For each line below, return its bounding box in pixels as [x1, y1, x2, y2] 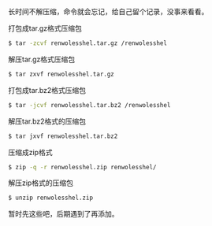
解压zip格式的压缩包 [8, 178, 73, 187]
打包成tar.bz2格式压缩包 [8, 85, 87, 94]
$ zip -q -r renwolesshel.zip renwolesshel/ [8, 163, 157, 171]
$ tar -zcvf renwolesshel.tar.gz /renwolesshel [8, 39, 168, 47]
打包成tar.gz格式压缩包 [8, 24, 83, 33]
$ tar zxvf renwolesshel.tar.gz [8, 70, 114, 78]
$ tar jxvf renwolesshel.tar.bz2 [8, 132, 118, 140]
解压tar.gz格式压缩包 [8, 54, 76, 64]
